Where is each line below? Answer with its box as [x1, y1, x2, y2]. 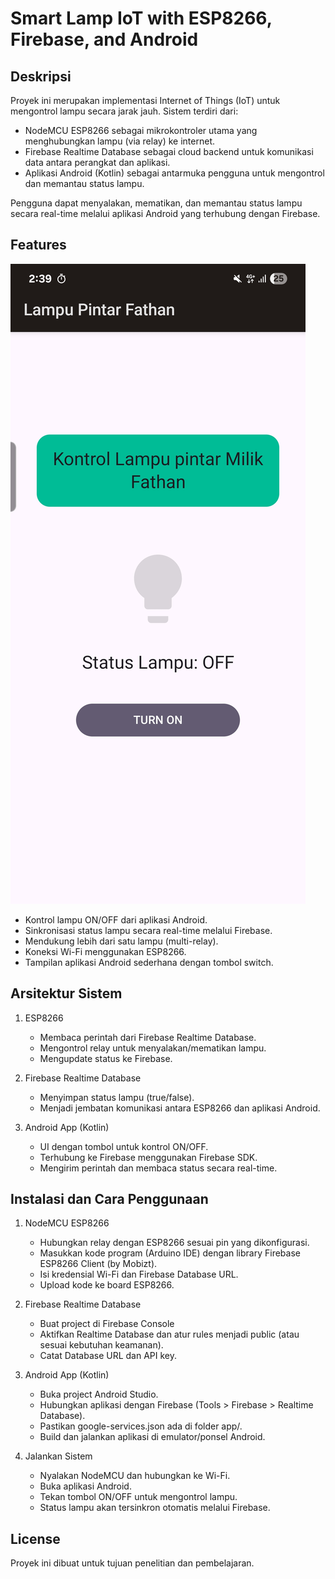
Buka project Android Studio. [39, 1388, 159, 1401]
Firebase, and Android [10, 28, 199, 51]
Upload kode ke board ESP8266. [39, 1279, 175, 1291]
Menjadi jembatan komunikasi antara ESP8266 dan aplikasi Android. [39, 1102, 321, 1114]
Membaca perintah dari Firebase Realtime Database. [39, 1031, 257, 1043]
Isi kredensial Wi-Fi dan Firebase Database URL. [39, 1268, 239, 1281]
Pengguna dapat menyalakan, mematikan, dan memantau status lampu [10, 197, 303, 209]
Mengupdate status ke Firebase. [39, 1052, 173, 1064]
